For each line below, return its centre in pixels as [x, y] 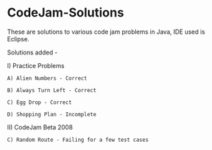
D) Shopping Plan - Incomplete [52, 114]
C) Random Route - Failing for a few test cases [78, 140]
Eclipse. [18, 39]
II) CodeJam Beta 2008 [40, 127]
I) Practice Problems [36, 65]
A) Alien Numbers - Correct [47, 78]
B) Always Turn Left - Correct [52, 90]
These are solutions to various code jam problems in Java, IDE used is [106, 32]
